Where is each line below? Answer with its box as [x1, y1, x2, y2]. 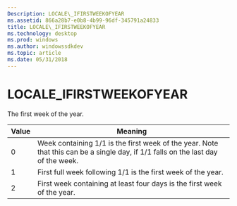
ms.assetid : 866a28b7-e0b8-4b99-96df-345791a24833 [7, 17, 159, 24]
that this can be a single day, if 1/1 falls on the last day [37, 147, 218, 157]
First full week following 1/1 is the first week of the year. [37, 167, 224, 176]
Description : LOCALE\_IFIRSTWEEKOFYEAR [7, 10, 125, 18]
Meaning [116, 126, 147, 136]
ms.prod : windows [7, 37, 59, 44]
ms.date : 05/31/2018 [7, 56, 68, 63]
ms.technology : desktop [7, 30, 78, 37]
